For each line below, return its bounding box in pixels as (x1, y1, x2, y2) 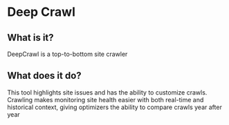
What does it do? (7, 70, 82, 81)
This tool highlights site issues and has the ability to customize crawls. (7, 88, 208, 97)
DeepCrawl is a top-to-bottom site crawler (7, 50, 128, 58)
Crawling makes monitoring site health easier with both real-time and (7, 95, 204, 104)
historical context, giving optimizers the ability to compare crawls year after (7, 103, 223, 111)
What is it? (7, 32, 54, 44)
